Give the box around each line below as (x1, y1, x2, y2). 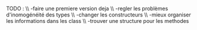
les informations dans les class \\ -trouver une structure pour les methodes (6, 18, 189, 24)
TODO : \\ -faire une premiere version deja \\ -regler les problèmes (6, 5, 169, 12)
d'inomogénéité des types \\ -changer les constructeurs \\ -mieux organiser (6, 11, 191, 18)
